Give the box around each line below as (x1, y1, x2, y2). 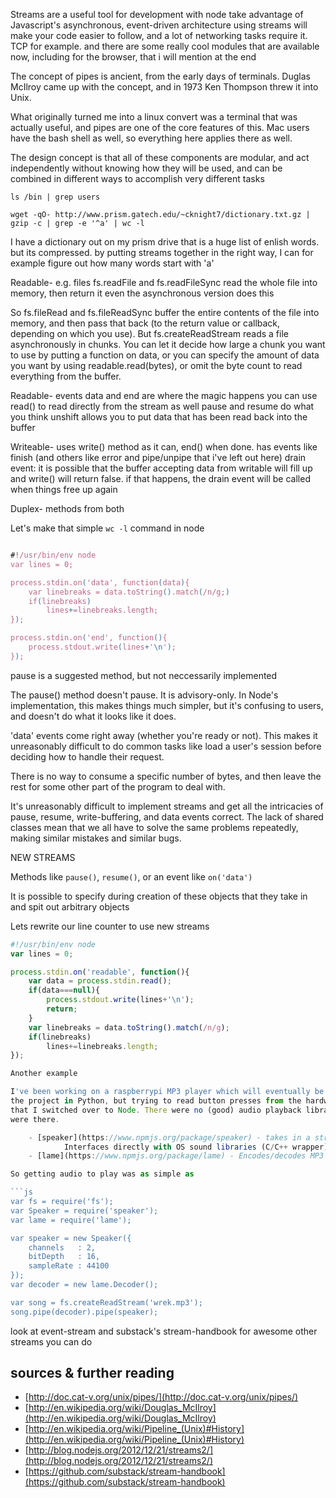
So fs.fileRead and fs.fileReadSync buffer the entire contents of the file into (10, 307, 320, 318)
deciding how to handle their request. (10, 750, 165, 763)
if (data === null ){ (28, 985, 101, 996)
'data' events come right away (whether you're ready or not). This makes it (10, 729, 318, 741)
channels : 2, (28, 1242, 97, 1253)
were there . (10, 1114, 60, 1124)
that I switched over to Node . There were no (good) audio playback (10, 1105, 302, 1115)
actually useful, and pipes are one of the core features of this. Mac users (10, 122, 310, 133)
